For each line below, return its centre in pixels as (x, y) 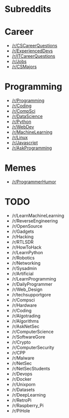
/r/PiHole (21, 411)
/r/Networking (26, 263)
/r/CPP (19, 352)
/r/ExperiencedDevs (32, 51)
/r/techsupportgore (31, 294)
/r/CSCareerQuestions (34, 46)
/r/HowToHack (27, 247)
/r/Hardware (24, 305)
